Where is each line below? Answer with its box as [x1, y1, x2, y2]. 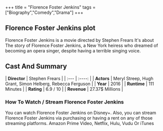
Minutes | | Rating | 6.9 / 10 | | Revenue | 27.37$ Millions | [5, 86, 124, 92]
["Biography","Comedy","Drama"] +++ [5, 9, 84, 15]
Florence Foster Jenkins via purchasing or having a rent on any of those [5, 115, 153, 121]
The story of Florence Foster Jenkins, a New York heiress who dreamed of [5, 42, 159, 48]
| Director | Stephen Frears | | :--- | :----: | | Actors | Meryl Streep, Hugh [5, 75, 154, 81]
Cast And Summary [5, 62, 67, 71]
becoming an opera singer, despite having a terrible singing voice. [5, 47, 141, 54]
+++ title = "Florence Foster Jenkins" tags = [5, 4, 96, 10]
